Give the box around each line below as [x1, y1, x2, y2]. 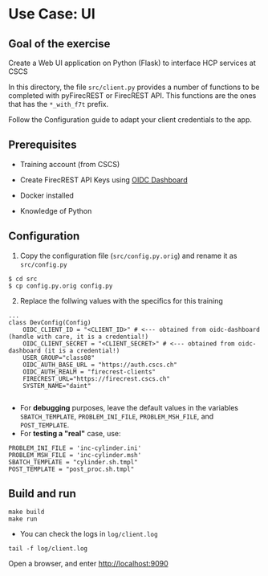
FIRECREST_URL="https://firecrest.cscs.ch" [22, 374, 171, 382]
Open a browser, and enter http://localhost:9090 [8, 559, 169, 569]
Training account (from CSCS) [19, 159, 120, 169]
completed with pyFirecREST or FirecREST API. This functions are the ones [8, 91, 257, 100]
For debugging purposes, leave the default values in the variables [19, 402, 239, 412]
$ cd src [8, 275, 38, 283]
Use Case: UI [8, 5, 96, 23]
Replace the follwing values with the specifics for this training [19, 296, 223, 305]
